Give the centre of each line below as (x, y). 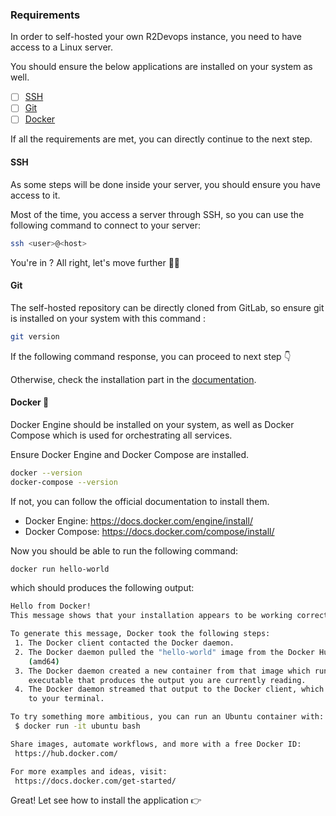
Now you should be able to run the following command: (124, 550)
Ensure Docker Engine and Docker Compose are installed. (130, 454)
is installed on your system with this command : (108, 318)
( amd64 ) (44, 661)
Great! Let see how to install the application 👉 (106, 800)
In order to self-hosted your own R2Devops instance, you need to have (156, 37)
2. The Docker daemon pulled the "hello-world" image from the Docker (164, 652)
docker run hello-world (60, 569)
